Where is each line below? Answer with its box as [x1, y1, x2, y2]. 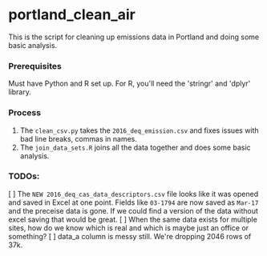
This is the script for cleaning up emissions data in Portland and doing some [8, 32, 259, 42]
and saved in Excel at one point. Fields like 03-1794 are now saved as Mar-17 [8, 198, 259, 207]
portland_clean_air [8, 6, 136, 24]
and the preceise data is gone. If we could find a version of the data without [8, 206, 259, 215]
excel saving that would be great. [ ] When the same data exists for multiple [8, 214, 258, 224]
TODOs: [8, 170, 40, 182]
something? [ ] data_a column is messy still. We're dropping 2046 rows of [8, 231, 252, 241]
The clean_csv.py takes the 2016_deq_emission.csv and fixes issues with [19, 126, 259, 135]
